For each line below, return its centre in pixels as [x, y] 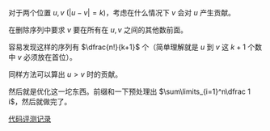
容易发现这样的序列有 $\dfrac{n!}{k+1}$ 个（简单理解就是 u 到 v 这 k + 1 [127, 47]
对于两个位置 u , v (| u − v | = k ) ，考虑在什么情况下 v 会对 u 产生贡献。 [122, 13]
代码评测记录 [30, 119]
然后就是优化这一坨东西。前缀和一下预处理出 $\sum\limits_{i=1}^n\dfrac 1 [129, 91]
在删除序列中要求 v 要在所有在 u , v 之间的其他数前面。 [98, 30]
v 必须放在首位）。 [47, 57]
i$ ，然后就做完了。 [40, 101]
